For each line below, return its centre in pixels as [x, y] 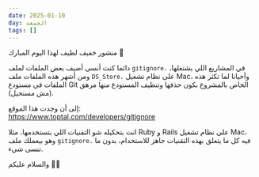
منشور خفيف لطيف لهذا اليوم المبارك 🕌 [66, 53]
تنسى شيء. [26, 149]
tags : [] [23, 30]
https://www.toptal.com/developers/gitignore [82, 117]
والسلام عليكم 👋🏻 [34, 164]
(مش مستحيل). [31, 93]
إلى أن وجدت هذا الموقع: [44, 108]
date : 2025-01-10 [37, 15]
